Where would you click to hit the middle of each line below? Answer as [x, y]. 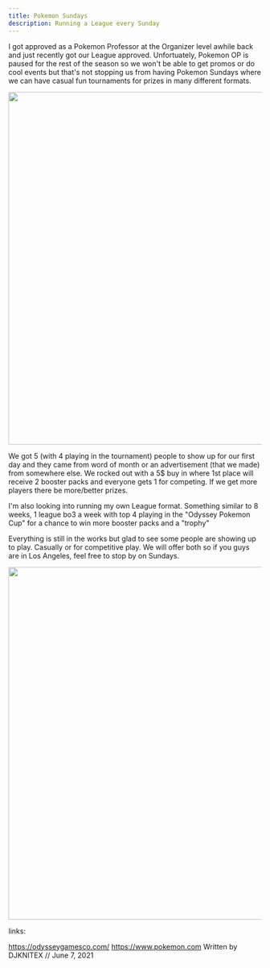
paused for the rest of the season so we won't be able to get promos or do [132, 63]
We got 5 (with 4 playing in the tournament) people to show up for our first [131, 455]
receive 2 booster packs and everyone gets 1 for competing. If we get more [133, 481]
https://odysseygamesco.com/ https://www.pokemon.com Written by [123, 946]
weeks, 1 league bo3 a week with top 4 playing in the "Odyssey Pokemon [129, 514]
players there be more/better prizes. [68, 490]
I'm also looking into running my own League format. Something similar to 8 [133, 505]
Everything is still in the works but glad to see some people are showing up [133, 538]
